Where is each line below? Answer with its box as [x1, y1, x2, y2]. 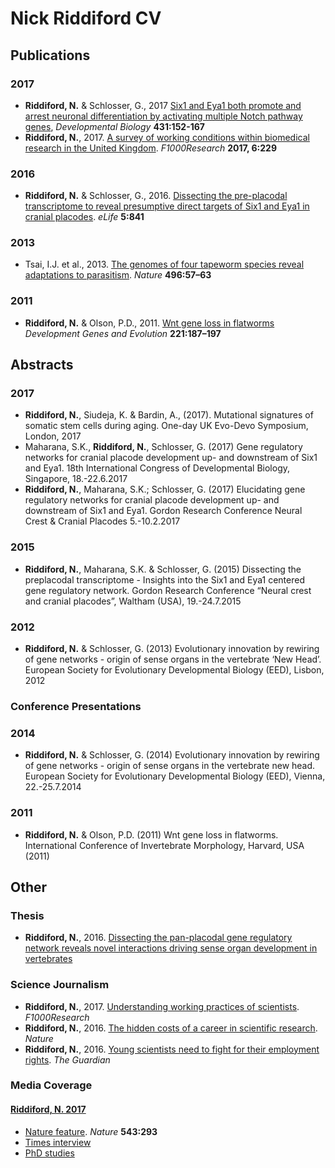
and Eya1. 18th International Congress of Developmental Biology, [24, 462, 291, 474]
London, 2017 [24, 430, 82, 442]
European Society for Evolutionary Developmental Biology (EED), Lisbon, [24, 664, 325, 676]
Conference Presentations [10, 699, 142, 713]
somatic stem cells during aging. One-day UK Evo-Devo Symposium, [24, 420, 309, 432]
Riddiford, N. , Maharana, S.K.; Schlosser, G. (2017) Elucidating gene [24, 483, 306, 496]
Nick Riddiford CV [10, 7, 162, 30]
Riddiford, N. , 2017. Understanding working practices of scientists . [24, 1000, 300, 1012]
